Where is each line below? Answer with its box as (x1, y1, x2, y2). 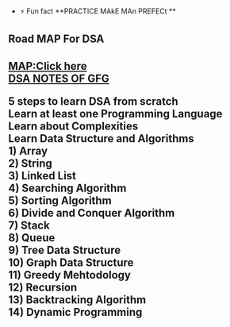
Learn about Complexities (8, 119, 139, 133)
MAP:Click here (8, 59, 87, 73)
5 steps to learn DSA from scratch (8, 94, 178, 108)
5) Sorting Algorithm (8, 194, 113, 207)
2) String (8, 156, 53, 170)
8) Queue (8, 231, 56, 244)
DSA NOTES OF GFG (8, 71, 109, 85)
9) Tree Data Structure (8, 243, 121, 256)
